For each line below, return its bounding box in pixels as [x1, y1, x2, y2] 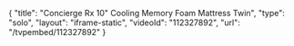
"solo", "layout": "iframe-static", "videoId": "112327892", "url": [8, 17, 240, 28]
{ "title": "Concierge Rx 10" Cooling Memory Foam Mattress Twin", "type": [8, 8, 286, 18]
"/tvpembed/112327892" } [8, 27, 106, 37]
